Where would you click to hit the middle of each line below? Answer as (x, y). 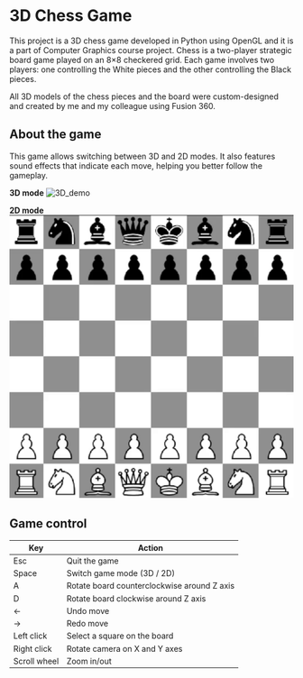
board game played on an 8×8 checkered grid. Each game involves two (142, 60)
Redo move (87, 624)
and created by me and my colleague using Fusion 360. (113, 105)
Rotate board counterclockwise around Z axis (151, 586)
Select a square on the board (120, 636)
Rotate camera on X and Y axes (124, 648)
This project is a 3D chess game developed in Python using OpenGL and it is (151, 41)
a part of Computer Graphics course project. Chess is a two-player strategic (151, 50)
